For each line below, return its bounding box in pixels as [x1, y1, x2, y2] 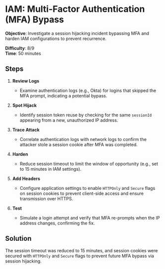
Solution [5, 234, 32, 243]
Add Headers [12, 176, 41, 181]
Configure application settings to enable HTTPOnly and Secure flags [19, 185, 156, 191]
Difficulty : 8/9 [5, 45, 35, 51]
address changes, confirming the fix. [19, 220, 95, 226]
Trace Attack [12, 127, 40, 133]
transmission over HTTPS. [19, 195, 73, 201]
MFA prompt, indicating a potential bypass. [19, 92, 108, 98]
